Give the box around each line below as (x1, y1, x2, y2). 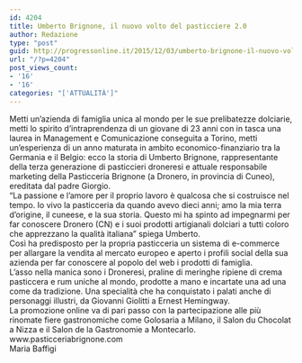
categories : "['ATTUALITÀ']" (9, 88, 119, 97)
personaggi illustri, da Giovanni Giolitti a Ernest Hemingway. (9, 295, 231, 306)
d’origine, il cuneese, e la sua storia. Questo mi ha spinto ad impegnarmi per (9, 209, 290, 220)
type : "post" (9, 38, 58, 48)
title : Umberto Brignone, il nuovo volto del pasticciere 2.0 (9, 22, 247, 31)
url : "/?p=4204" (9, 55, 70, 64)
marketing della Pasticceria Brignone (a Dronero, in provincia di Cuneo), (9, 170, 276, 181)
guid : (9, 47, 30, 56)
